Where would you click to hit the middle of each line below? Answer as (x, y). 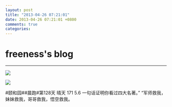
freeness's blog (39, 54)
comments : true (21, 24)
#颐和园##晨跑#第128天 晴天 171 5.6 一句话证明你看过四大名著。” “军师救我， (85, 93)
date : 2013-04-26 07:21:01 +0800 (41, 19)
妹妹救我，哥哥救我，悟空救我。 (39, 99)
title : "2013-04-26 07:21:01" (38, 15)
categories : (18, 29)
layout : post (19, 10)
